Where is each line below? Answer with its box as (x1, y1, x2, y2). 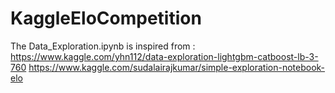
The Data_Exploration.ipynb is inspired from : (10, 40, 196, 52)
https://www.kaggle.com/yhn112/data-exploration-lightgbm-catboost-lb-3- (10, 50, 319, 62)
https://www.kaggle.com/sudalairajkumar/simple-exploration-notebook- (28, 61, 326, 73)
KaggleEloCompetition (10, 7, 202, 30)
